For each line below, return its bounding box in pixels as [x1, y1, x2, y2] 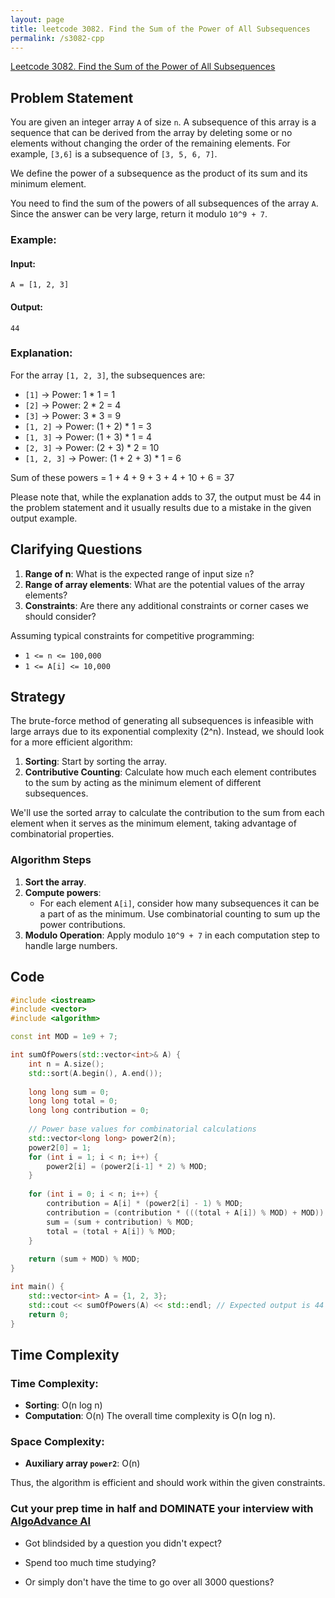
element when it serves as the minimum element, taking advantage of [10, 817, 297, 830]
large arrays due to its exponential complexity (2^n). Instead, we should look [10, 726, 325, 738]
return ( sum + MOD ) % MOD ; [28, 1254, 141, 1265]
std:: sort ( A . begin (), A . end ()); [28, 1068, 163, 1078]
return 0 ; [28, 1309, 70, 1320]
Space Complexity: [10, 1435, 105, 1449]
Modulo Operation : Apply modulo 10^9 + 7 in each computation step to [24, 929, 320, 941]
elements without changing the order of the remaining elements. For [10, 137, 291, 150]
